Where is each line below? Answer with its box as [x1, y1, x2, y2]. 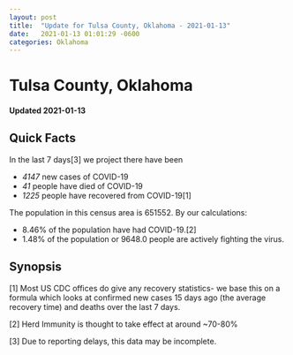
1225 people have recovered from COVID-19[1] [21, 190, 192, 200]
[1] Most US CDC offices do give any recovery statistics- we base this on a [9, 283, 281, 293]
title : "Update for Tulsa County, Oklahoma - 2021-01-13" [9, 21, 231, 30]
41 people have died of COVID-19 [21, 180, 144, 191]
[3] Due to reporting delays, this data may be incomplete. [9, 336, 217, 346]
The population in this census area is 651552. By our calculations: [9, 207, 247, 217]
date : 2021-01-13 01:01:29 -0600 [9, 29, 140, 38]
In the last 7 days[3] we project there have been [9, 154, 184, 164]
